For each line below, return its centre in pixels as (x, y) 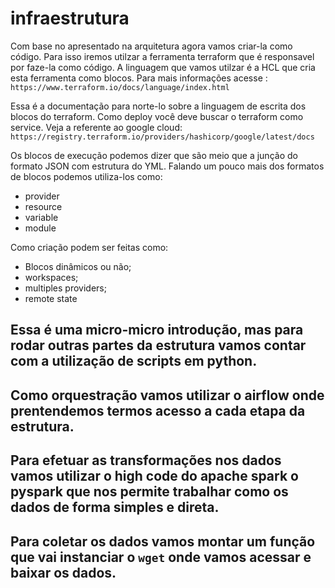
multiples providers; (65, 288)
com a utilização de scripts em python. (134, 361)
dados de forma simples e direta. (115, 507)
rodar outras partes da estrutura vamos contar (158, 345)
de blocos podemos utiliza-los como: (86, 176)
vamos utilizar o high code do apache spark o (154, 476)
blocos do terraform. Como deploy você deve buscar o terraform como (157, 116)
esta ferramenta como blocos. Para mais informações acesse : (139, 78)
